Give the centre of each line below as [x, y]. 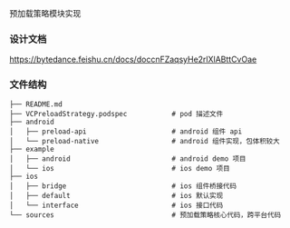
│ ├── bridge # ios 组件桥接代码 [123, 186]
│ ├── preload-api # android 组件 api [126, 131]
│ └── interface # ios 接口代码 [116, 205]
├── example [32, 149]
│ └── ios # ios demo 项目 [120, 168]
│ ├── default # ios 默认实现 [116, 195]
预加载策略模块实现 [45, 13]
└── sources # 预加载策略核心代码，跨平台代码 [145, 215]
